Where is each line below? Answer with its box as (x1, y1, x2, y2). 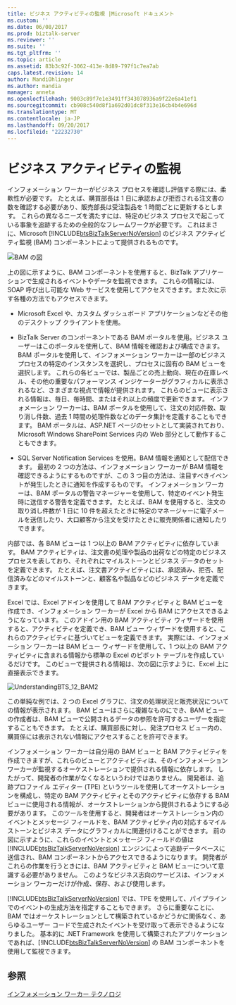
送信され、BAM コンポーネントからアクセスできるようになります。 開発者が (7, 853, 228, 861)
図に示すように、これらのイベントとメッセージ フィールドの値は (7, 835, 194, 844)
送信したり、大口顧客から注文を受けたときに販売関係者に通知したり (30, 516, 228, 524)
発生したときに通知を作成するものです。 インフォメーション (30, 480, 204, 489)
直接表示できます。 (7, 668, 63, 677)
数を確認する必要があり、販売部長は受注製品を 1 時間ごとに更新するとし (7, 203, 217, 211)
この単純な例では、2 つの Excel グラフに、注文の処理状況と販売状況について (7, 697, 229, 706)
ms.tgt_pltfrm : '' (7, 50, 61, 57)
